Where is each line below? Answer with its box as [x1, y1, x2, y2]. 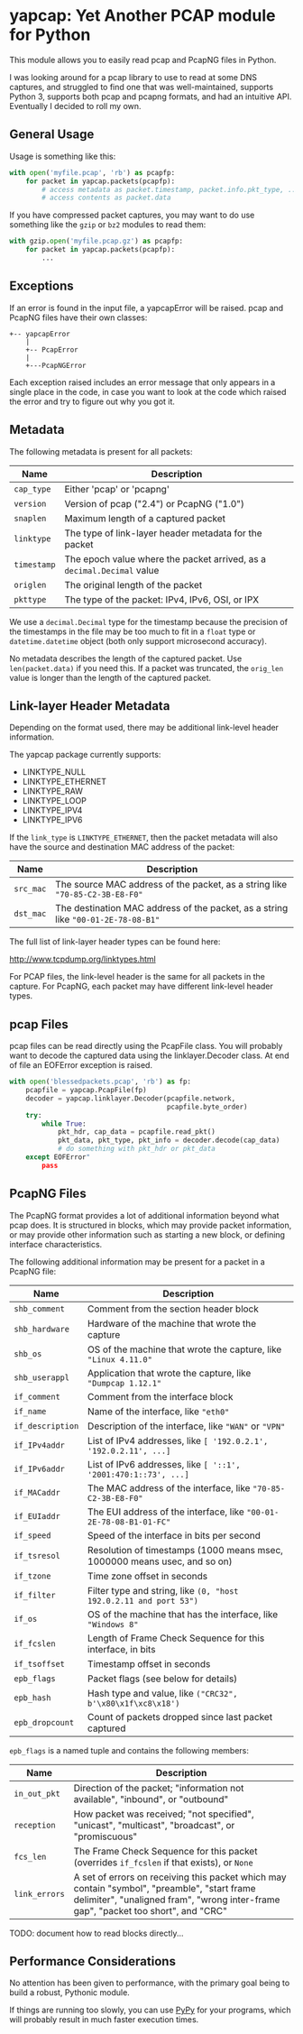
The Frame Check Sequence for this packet [73, 1845, 258, 1857]
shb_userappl [14, 1372, 70, 1383]
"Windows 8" [87, 1619, 139, 1629]
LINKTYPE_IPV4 [22, 805, 83, 816]
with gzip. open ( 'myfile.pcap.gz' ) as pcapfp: [9, 236, 183, 246]
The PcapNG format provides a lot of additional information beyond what [9, 1210, 280, 1220]
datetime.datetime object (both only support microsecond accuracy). [9, 635, 268, 646]
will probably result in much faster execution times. [9, 2014, 199, 2025]
